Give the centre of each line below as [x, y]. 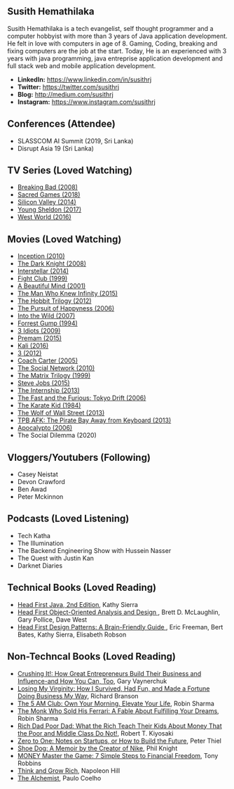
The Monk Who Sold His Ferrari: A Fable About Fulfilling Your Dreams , [118, 711]
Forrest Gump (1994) [48, 323]
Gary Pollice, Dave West [52, 619]
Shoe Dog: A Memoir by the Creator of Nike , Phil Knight [97, 748]
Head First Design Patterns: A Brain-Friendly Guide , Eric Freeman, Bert [120, 627]
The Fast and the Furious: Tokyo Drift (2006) [82, 398]
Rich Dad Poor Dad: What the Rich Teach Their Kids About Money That [119, 726]
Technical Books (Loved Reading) [82, 588]
